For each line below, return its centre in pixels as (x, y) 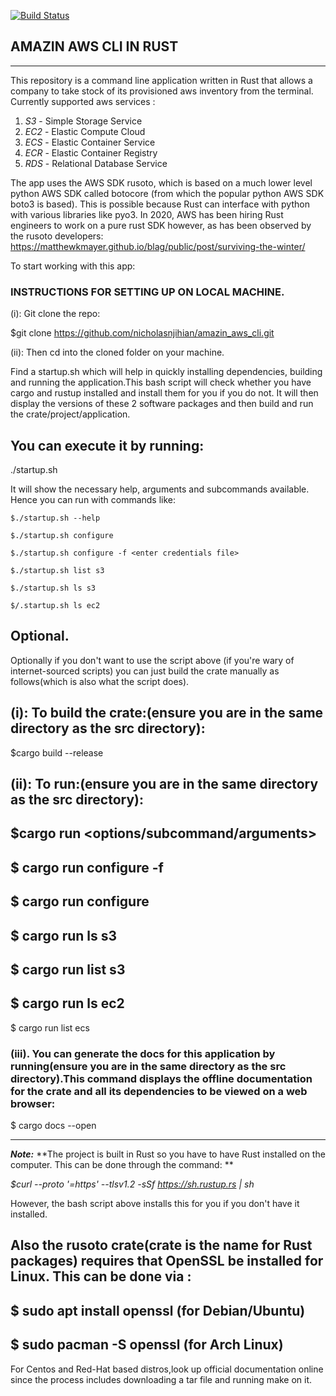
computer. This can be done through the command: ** (122, 1164)
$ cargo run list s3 (68, 969)
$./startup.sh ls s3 (53, 588)
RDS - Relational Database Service (96, 163)
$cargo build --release (57, 752)
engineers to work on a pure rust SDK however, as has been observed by (161, 225)
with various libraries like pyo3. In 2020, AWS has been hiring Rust (147, 214)
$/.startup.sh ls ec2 (55, 605)
